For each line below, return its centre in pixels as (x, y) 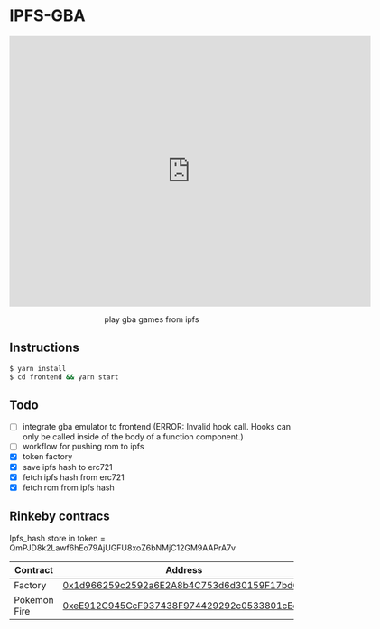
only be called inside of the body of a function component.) (133, 437)
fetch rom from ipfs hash (68, 487)
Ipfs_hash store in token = (57, 538)
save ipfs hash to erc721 (67, 467)
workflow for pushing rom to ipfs (83, 447)
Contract (34, 569)
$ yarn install (38, 368)
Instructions (44, 348)
